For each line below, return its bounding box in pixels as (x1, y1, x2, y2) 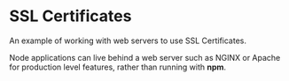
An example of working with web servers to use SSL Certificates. (9, 35, 246, 46)
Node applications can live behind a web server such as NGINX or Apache (9, 52, 281, 63)
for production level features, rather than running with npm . (9, 62, 227, 72)
